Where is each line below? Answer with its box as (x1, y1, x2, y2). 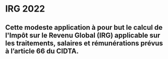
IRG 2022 (5, 3, 45, 15)
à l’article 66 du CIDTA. (5, 46, 79, 55)
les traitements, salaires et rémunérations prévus (5, 39, 163, 47)
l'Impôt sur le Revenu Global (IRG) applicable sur (5, 31, 160, 39)
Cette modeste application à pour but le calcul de (5, 23, 163, 32)
